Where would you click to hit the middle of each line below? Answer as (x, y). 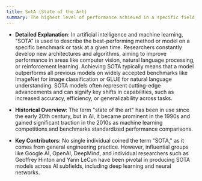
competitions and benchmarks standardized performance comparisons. (104, 129)
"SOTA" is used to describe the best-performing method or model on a (103, 41)
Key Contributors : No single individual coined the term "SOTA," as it (99, 140)
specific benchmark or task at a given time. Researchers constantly (98, 47)
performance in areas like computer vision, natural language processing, (105, 60)
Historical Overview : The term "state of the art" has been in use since (102, 110)
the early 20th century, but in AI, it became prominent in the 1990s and (103, 116)
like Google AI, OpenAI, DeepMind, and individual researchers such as (102, 153)
